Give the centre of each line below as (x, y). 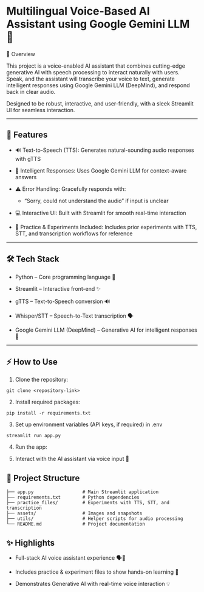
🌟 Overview (21, 54)
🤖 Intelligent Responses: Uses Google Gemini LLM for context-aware (101, 170)
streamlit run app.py (34, 436)
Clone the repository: (42, 380)
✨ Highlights (30, 543)
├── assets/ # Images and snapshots (74, 513)
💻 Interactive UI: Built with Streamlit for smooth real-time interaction (100, 213)
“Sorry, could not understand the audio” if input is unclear (96, 201)
